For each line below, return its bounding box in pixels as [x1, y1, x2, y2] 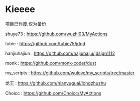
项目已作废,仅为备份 [5, 21, 47, 27]
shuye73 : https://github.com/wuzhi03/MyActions [5, 31, 108, 37]
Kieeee [5, 4, 35, 15]
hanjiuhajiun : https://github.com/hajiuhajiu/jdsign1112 [5, 50, 115, 56]
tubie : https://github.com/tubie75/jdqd [5, 40, 86, 46]
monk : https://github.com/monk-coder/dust [5, 60, 96, 66]
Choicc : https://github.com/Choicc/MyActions [5, 90, 101, 96]
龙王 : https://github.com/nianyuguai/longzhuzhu [5, 80, 106, 86]
